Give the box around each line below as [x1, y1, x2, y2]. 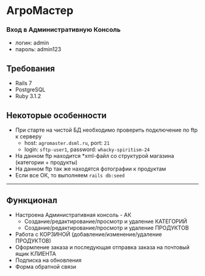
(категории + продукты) [15, 159, 78, 166]
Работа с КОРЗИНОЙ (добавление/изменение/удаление [15, 230, 162, 238]
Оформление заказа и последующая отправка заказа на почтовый [15, 243, 190, 250]
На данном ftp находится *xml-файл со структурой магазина [15, 152, 174, 160]
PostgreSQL [15, 86, 46, 93]
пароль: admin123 [15, 46, 62, 53]
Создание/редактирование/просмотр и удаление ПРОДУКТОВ [24, 224, 189, 232]
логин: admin [15, 39, 49, 46]
